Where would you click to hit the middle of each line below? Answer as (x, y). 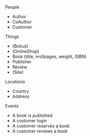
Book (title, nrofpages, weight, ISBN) (49, 56)
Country (20, 91)
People (12, 7)
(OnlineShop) (26, 51)
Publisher (22, 62)
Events (12, 106)
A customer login (30, 121)
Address (21, 96)
